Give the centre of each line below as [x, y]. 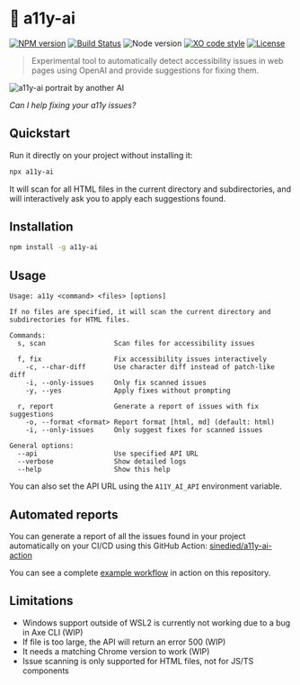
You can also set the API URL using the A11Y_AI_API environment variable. [146, 486]
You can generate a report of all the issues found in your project [128, 536]
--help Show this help [94, 470]
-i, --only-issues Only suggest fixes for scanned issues [144, 430]
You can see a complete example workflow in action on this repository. [140, 572]
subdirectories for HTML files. [70, 320]
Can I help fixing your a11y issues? [73, 105]
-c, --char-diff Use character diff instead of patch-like [150, 367]
